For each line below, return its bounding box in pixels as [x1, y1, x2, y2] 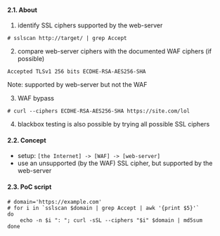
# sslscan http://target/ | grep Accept [7, 35, 128, 42]
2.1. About [7, 6, 37, 14]
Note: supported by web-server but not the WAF [7, 81, 148, 89]
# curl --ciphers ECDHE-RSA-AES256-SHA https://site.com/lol [7, 107, 190, 115]
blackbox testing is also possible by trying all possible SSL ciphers [17, 120, 210, 129]
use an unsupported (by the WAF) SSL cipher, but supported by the [17, 159, 213, 168]
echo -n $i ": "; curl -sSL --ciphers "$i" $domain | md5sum [20, 216, 202, 224]
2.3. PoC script [7, 183, 52, 191]
